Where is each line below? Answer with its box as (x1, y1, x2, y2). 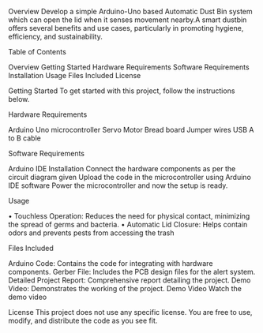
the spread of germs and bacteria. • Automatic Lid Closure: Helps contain (8, 220, 248, 229)
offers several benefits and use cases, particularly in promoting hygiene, (8, 24, 244, 32)
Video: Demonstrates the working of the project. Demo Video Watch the (8, 284, 242, 293)
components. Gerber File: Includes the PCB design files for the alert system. (8, 268, 256, 276)
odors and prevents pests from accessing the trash (8, 228, 175, 238)
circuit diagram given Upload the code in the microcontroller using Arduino (8, 173, 251, 181)
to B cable (8, 133, 41, 143)
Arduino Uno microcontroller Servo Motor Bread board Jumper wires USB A (8, 125, 254, 134)
